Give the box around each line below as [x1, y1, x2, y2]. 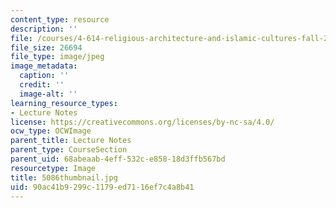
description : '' [10, 24, 78, 34]
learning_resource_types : [10, 98, 118, 108]
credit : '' [19, 80, 65, 90]
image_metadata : [10, 61, 78, 71]
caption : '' [19, 71, 70, 81]
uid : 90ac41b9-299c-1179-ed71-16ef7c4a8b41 [10, 182, 195, 192]
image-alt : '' [19, 89, 78, 99]
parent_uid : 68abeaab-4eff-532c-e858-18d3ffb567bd [10, 154, 226, 164]
